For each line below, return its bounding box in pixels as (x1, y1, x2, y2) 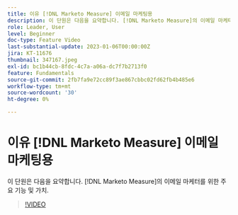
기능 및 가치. (14, 185, 50, 194)
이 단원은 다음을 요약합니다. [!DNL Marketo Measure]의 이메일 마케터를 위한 (7, 177, 220, 185)
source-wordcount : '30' (7, 89, 78, 96)
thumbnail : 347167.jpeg (7, 57, 78, 64)
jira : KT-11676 (7, 50, 52, 57)
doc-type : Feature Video (7, 37, 81, 44)
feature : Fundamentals (7, 69, 74, 76)
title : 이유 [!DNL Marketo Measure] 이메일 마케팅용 (7, 10, 153, 18)
